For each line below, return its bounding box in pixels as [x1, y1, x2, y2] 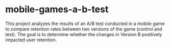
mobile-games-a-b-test [5, 4, 109, 15]
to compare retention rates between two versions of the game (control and [5, 26, 162, 32]
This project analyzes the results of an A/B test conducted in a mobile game [5, 20, 165, 27]
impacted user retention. [5, 37, 57, 43]
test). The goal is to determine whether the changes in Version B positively [5, 31, 162, 37]
